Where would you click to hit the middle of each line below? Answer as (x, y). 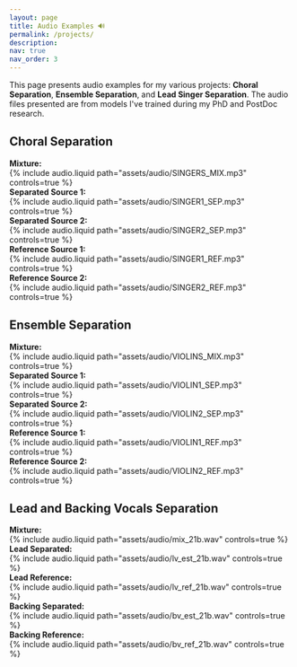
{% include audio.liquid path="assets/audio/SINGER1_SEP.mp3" (127, 201)
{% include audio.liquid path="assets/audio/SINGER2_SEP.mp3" (128, 230)
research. (27, 114)
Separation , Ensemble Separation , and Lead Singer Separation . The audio (149, 94)
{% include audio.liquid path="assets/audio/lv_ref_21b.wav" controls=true (146, 587)
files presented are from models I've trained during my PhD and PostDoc (144, 104)
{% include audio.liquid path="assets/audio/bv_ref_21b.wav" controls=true (147, 645)
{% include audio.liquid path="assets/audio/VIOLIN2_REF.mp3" (127, 470)
